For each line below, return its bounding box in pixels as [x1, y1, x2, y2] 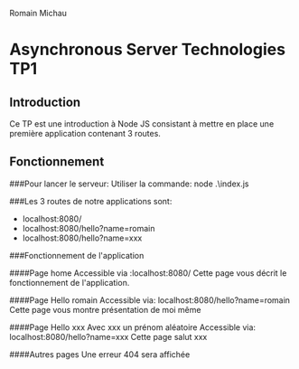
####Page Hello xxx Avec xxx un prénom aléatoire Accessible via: [9, 321, 256, 333]
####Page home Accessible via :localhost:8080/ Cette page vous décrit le [9, 267, 287, 279]
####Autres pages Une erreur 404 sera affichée [9, 348, 191, 360]
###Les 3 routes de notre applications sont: [9, 195, 173, 206]
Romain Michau [9, 8, 68, 18]
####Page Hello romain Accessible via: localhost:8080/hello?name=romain [9, 294, 291, 306]
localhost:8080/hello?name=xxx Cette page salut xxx [9, 331, 208, 342]
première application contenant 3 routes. [9, 128, 161, 138]
